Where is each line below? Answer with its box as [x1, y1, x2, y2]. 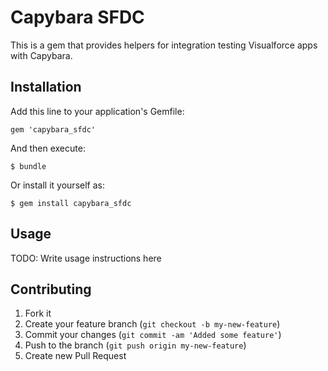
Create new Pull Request [24, 350, 127, 362]
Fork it [24, 307, 52, 320]
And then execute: [10, 142, 86, 154]
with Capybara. [10, 49, 73, 61]
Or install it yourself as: [10, 179, 105, 191]
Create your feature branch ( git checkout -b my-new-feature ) [24, 318, 281, 330]
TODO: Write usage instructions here [10, 252, 162, 264]
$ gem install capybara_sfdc [10, 198, 132, 208]
